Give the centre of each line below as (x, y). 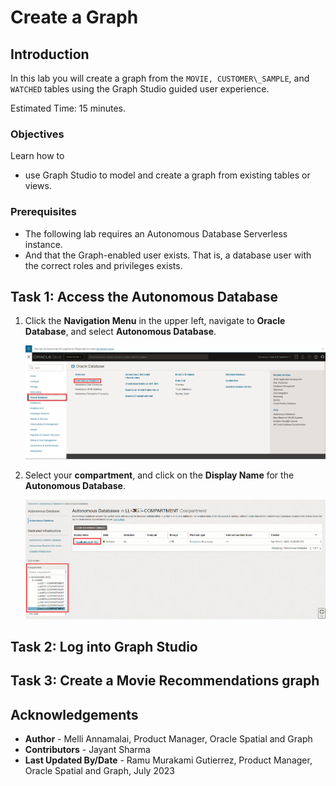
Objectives (37, 134)
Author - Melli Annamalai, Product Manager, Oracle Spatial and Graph (168, 739)
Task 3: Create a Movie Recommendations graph (165, 681)
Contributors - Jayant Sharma (87, 750)
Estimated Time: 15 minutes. (68, 108)
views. (38, 186)
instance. (43, 244)
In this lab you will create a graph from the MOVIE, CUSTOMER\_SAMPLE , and (160, 78)
